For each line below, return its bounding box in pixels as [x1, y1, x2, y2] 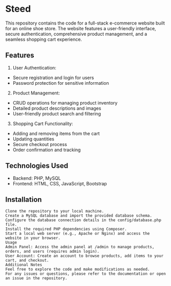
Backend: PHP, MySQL [12, 175, 61, 181]
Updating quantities [12, 136, 55, 142]
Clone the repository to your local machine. [5, 209, 104, 214]
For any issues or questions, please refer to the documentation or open [5, 271, 166, 276]
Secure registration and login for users [12, 75, 94, 81]
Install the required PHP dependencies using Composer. [5, 227, 127, 232]
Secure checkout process [12, 141, 68, 147]
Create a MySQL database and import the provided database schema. [5, 213, 153, 219]
